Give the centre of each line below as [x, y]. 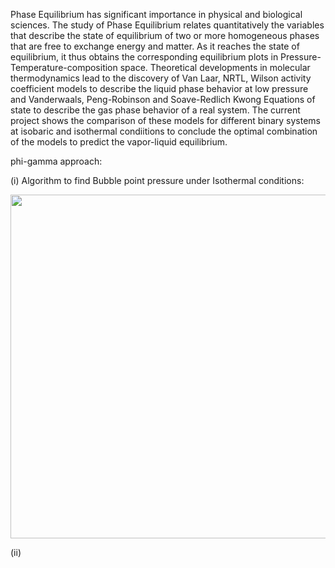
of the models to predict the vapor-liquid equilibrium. [119, 142]
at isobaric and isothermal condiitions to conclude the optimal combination [164, 131]
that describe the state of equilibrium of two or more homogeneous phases [165, 35]
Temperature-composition [64, 67]
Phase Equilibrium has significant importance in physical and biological [156, 14]
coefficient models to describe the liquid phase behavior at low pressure [159, 88]
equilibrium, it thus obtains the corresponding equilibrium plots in [144, 57]
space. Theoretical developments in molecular [215, 67]
